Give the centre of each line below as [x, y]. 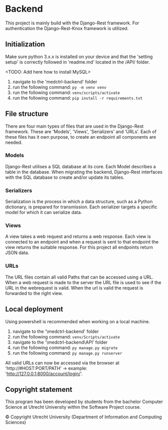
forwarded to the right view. [34, 293]
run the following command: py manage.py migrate [65, 347]
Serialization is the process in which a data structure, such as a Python [79, 202]
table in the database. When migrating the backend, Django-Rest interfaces [84, 172]
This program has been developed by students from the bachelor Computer [84, 402]
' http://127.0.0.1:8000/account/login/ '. [44, 374]
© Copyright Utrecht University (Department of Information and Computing [83, 417]
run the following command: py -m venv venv [59, 87]
